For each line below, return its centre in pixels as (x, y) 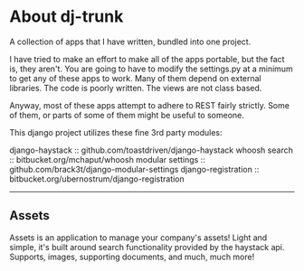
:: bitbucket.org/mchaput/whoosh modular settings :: (107, 159)
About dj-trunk (66, 17)
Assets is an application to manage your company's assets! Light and (138, 238)
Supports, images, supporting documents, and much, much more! (132, 257)
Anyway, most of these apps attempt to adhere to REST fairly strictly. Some (149, 105)
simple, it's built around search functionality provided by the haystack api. (147, 247)
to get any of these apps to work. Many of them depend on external (135, 78)
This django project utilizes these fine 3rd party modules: (116, 132)
